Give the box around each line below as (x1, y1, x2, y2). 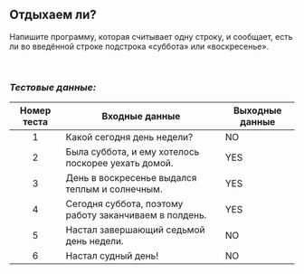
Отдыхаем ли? (9, 7, 97, 23)
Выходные (233, 104, 282, 117)
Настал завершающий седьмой (65, 223, 205, 236)
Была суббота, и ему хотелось (65, 146, 200, 158)
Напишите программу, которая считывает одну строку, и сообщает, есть (9, 31, 293, 42)
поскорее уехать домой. (65, 157, 174, 170)
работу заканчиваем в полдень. (65, 209, 207, 222)
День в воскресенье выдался (65, 172, 197, 184)
